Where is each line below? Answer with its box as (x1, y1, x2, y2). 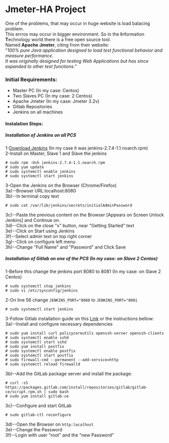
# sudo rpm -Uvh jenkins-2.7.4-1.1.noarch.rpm (5, 160, 105, 165)
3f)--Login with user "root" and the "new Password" (5, 432, 114, 438)
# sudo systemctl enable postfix (5, 348, 76, 353)
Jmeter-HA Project (5, 4, 86, 15)
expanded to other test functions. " (5, 63, 77, 69)
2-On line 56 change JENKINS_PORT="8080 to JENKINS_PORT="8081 (5, 297, 138, 303)
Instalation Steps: (5, 120, 44, 127)
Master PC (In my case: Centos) (12, 88, 79, 94)
